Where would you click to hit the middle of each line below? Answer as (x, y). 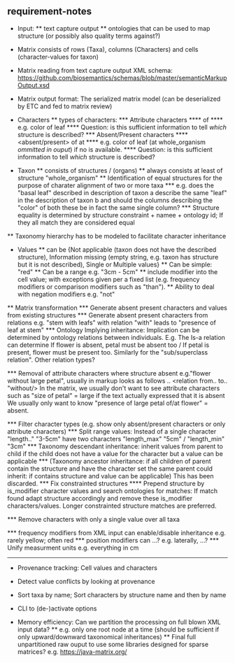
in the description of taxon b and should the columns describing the (115, 200)
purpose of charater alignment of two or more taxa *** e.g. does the (116, 185)
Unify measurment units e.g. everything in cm (73, 548)
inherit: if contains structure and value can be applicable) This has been (111, 476)
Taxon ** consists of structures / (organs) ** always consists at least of (120, 170)
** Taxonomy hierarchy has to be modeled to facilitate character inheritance (117, 236)
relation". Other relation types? (51, 359)
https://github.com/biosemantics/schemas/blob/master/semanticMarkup (122, 78)
